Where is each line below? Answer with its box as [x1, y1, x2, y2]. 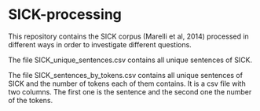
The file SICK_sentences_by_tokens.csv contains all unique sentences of [8, 70, 244, 80]
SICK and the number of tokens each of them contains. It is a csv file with [8, 79, 246, 88]
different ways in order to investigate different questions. [8, 39, 192, 49]
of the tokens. [8, 95, 53, 105]
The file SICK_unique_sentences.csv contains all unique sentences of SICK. [8, 55, 253, 65]
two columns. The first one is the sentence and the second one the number [8, 87, 252, 96]
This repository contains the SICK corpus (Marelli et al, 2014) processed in [8, 31, 249, 41]
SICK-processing [8, 6, 122, 24]
